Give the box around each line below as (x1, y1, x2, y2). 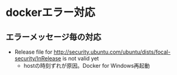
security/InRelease (14, 55, 61, 62)
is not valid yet (62, 55, 99, 62)
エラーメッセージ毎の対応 (5, 32, 102, 42)
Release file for (14, 48, 53, 55)
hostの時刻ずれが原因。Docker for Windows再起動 (23, 62, 150, 69)
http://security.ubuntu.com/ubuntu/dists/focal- (54, 48, 171, 55)
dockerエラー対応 (5, 5, 95, 20)
